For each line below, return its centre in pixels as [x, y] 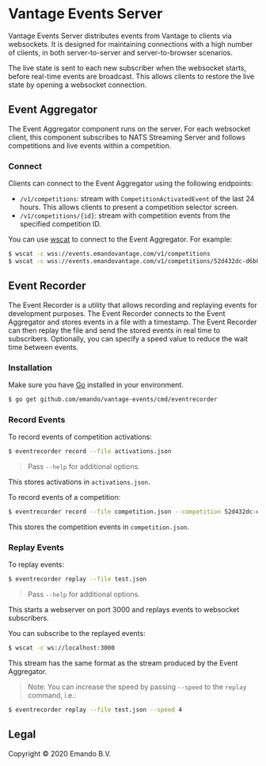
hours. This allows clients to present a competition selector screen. [129, 208]
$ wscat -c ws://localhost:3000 [61, 648]
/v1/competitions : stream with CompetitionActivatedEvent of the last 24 [137, 199]
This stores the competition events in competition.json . [99, 527]
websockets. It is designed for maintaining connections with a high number [131, 44]
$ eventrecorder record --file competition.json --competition [115, 512]
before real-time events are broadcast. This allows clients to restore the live [131, 76]
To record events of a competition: [65, 497]
